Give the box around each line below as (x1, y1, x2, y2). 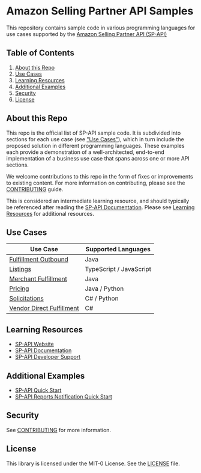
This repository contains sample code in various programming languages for (6, 24, 196, 31)
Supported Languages (85, 245, 151, 254)
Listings (9, 265, 32, 273)
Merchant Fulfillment (9, 275, 67, 283)
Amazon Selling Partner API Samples (6, 4, 194, 18)
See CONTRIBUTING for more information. (6, 426, 112, 433)
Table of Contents (6, 48, 75, 58)
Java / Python (85, 284, 124, 293)
